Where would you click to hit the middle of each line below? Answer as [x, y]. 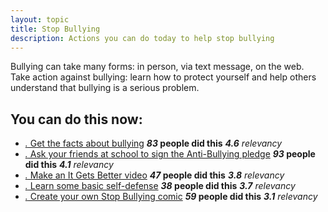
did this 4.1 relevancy [69, 165]
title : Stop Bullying [55, 29]
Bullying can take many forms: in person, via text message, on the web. [157, 67]
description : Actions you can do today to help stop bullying [142, 38]
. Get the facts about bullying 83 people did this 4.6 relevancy [153, 143]
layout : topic [40, 19]
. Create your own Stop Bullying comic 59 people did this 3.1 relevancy [171, 197]
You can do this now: [76, 119]
